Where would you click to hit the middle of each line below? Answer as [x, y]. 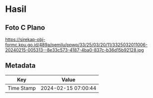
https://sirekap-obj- [25, 39]
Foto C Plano [25, 28]
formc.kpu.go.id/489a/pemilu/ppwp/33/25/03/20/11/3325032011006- [76, 45]
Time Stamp [22, 88]
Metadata [20, 66]
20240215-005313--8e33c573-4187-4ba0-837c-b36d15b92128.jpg [75, 50]
